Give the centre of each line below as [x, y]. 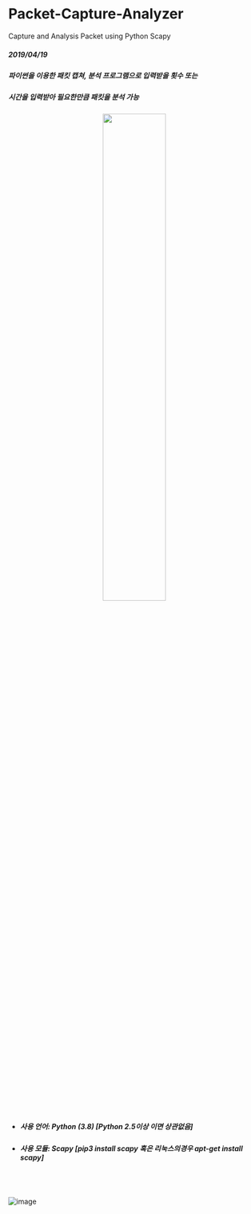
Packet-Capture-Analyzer [96, 14]
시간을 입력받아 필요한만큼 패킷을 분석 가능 [74, 98]
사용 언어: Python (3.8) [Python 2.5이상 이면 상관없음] [106, 1127]
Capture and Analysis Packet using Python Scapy [90, 36]
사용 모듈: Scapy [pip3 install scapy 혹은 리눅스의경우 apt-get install [131, 1148]
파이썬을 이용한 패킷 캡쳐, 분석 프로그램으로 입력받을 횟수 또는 [103, 75]
